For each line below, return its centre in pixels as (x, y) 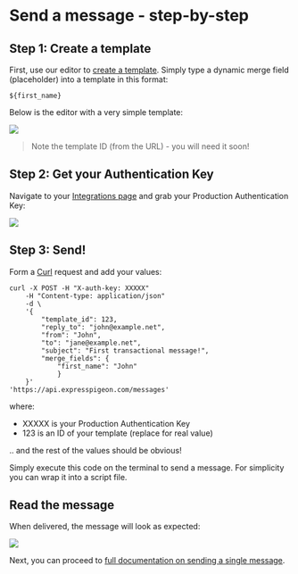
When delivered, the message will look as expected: (105, 527)
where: (22, 406)
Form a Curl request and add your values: (86, 271)
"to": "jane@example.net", (91, 343)
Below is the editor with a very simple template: (96, 112)
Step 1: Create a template (80, 49)
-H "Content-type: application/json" (95, 295)
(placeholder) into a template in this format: (89, 79)
